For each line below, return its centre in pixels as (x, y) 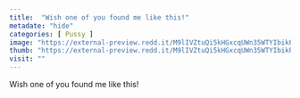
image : (21, 42)
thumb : (21, 51)
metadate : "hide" (42, 26)
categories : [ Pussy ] (51, 34)
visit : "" (28, 59)
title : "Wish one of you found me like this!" (100, 17)
